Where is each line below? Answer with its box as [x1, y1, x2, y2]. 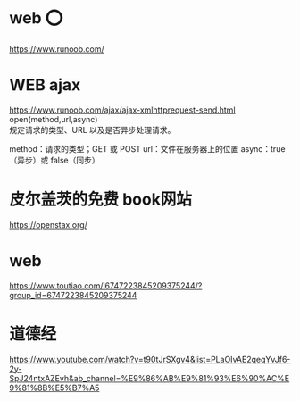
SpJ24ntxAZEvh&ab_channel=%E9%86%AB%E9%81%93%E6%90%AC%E [9, 372, 290, 383]
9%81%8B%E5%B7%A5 [9, 382, 100, 393]
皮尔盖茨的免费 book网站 [9, 189, 192, 210]
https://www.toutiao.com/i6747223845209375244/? [9, 280, 203, 291]
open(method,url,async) [9, 113, 98, 124]
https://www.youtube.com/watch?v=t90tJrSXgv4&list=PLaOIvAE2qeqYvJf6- [9, 354, 291, 364]
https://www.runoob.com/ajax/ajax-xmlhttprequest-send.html [9, 104, 236, 115]
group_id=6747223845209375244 [9, 289, 137, 300]
